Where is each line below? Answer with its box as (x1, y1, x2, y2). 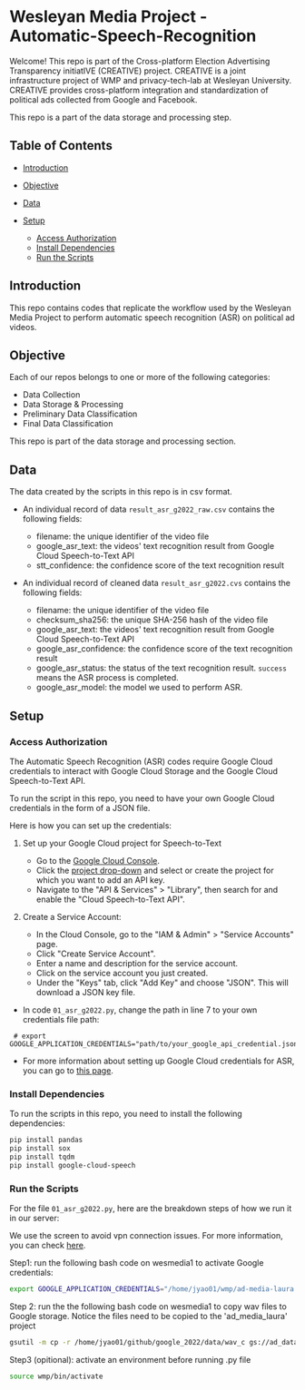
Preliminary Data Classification (22, 408, 138, 419)
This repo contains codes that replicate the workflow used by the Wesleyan (9, 302, 292, 313)
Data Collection (22, 389, 81, 400)
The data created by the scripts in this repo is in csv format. (9, 486, 233, 497)
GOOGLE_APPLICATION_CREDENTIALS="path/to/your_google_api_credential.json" (9, 1039, 302, 1049)
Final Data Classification (22, 418, 113, 429)
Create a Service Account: (22, 911, 122, 922)
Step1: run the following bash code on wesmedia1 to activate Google (9, 1257, 264, 1268)
